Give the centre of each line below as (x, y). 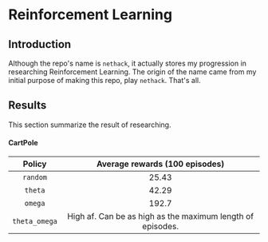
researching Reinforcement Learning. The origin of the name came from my (132, 72)
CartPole (23, 143)
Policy (35, 164)
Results (28, 105)
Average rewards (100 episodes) (160, 164)
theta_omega (35, 222)
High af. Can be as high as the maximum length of (160, 216)
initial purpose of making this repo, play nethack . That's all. (104, 80)
